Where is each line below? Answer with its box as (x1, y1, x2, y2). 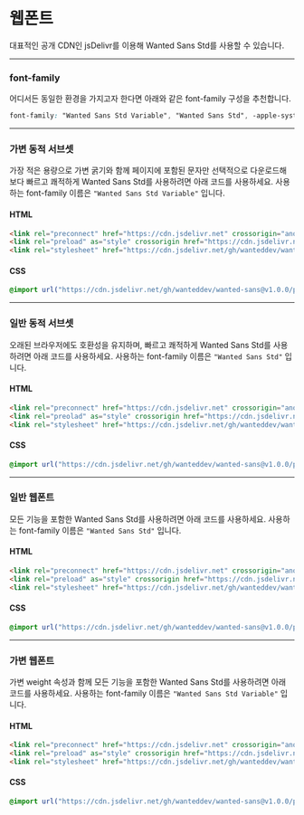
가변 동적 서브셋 (9, 143, 74, 156)
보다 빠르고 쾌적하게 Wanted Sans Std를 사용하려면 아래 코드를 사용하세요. (9, 176, 274, 187)
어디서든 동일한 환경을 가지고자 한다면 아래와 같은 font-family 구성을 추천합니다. (9, 93, 291, 104)
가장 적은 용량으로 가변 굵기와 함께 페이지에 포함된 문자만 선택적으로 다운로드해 (9, 165, 288, 176)
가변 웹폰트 (9, 654, 55, 667)
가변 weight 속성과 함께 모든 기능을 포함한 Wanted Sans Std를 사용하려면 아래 (9, 677, 287, 687)
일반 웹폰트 (9, 491, 55, 504)
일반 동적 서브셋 (9, 317, 74, 330)
